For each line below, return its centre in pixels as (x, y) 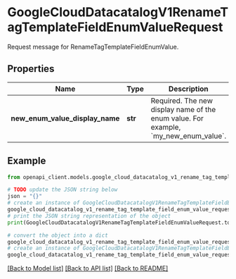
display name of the (183, 109)
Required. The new (182, 101)
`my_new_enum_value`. (189, 136)
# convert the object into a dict (58, 235)
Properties (31, 69)
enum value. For (177, 118)
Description (188, 89)
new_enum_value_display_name (65, 118)
